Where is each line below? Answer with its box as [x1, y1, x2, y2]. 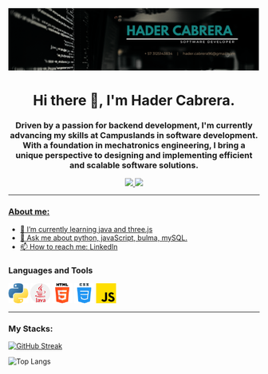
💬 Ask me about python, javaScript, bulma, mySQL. [19, 233, 187, 242]
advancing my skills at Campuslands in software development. [10, 130, 258, 141]
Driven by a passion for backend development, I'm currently [15, 120, 253, 131]
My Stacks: [8, 323, 53, 334]
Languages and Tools [8, 265, 93, 276]
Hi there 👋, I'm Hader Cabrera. [33, 92, 235, 110]
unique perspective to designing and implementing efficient [15, 150, 253, 161]
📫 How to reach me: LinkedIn [19, 242, 118, 251]
